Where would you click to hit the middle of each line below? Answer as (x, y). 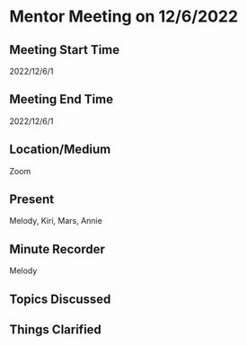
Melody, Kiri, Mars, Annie (56, 221)
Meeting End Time (62, 99)
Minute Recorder (57, 249)
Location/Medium (60, 150)
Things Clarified (55, 330)
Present (32, 200)
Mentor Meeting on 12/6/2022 (124, 17)
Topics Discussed (60, 299)
